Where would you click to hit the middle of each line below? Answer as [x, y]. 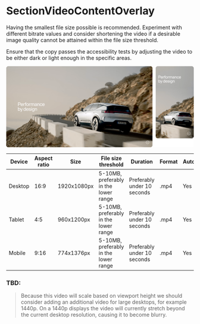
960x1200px [74, 219]
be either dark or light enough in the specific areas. [69, 58]
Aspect [43, 158]
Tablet [16, 219]
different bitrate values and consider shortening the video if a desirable [93, 33]
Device [19, 161]
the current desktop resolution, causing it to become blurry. [94, 315]
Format [169, 161]
